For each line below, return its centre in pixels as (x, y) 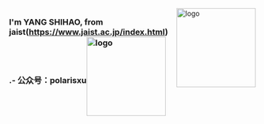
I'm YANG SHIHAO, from (56, 22)
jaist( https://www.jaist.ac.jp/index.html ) (89, 32)
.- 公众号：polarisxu (48, 81)
